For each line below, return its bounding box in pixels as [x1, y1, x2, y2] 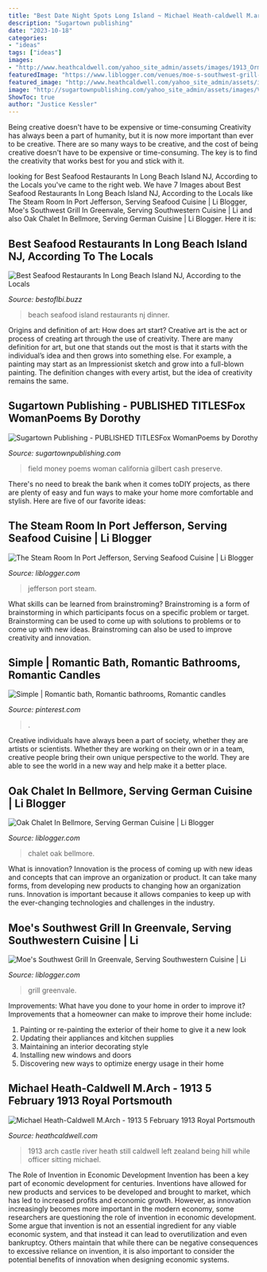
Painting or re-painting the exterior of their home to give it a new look [19, 1025, 246, 1034]
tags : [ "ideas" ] [8, 49, 62, 57]
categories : [8, 33, 48, 42]
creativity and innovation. [8, 632, 91, 642]
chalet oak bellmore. [27, 849, 95, 859]
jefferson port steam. [27, 583, 97, 593]
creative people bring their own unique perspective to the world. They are [8, 753, 250, 762]
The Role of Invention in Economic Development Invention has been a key [8, 1170, 249, 1180]
